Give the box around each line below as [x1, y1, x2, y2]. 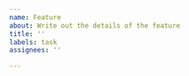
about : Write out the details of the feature [9, 21, 180, 30]
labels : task [9, 37, 58, 47]
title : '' [9, 29, 46, 38]
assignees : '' [9, 46, 62, 55]
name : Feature [9, 12, 62, 22]
